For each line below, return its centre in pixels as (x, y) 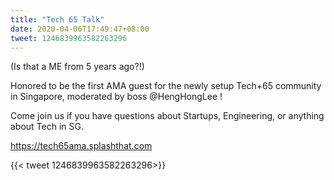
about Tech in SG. (47, 127)
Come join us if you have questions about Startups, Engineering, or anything (167, 116)
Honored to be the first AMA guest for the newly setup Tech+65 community (166, 86)
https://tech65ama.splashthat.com (81, 146)
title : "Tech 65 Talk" (57, 19)
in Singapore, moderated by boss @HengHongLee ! (116, 97)
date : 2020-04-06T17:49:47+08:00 (80, 29)
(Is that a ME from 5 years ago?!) (77, 67)
